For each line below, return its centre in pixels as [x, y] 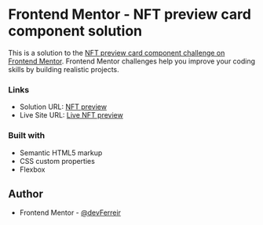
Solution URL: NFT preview [63, 107]
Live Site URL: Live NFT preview [71, 115]
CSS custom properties [57, 161]
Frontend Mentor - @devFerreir [70, 212]
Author [26, 194]
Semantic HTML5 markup [61, 152]
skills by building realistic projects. [64, 69]
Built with [27, 136]
